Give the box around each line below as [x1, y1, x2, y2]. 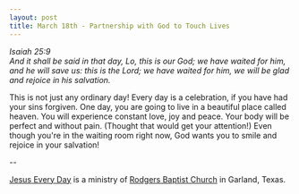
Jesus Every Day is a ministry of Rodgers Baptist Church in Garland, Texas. [9, 173, 286, 184]
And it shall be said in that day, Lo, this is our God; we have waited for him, [9, 55, 286, 66]
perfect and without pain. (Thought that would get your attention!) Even [9, 120, 273, 131]
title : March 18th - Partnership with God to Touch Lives [9, 21, 230, 30]
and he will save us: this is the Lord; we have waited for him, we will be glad [9, 64, 290, 76]
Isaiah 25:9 [9, 46, 51, 56]
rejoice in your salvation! [9, 139, 100, 150]
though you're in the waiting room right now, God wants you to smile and [9, 130, 278, 140]
